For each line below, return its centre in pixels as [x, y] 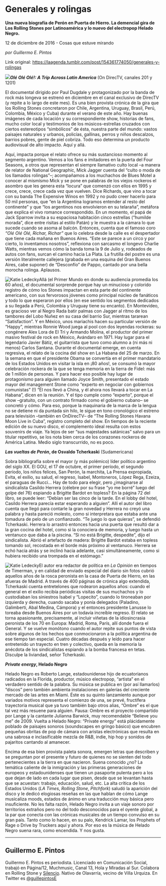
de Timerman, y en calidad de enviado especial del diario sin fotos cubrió [80, 570]
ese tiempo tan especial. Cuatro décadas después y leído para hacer [75, 639]
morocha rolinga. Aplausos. [33, 270]
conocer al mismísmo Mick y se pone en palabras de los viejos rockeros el [81, 180]
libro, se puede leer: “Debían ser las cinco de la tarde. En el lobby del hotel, [82, 498]
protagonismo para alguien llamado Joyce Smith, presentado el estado [77, 379]
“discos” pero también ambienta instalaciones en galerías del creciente [77, 689]
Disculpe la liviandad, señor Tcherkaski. [45, 654]
